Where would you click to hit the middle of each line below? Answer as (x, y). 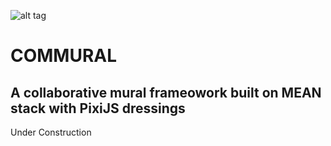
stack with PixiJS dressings (98, 108)
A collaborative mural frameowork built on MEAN (166, 92)
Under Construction (51, 132)
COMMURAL (64, 56)
